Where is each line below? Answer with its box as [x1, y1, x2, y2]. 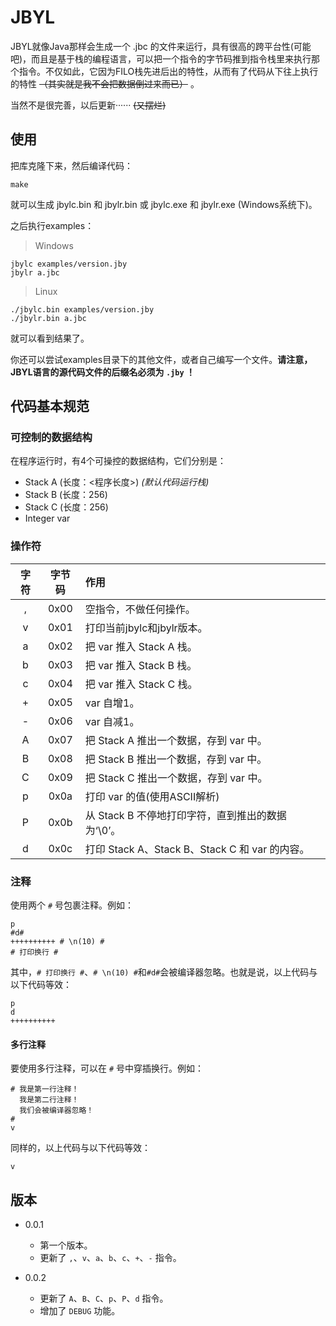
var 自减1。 [84, 714, 140, 728]
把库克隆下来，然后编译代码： [10, 159, 133, 171]
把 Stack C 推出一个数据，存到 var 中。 [84, 771, 268, 785]
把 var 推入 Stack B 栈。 [84, 658, 198, 672]
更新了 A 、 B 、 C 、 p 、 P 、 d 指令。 [39, 1292, 169, 1305]
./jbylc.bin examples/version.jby [10, 304, 155, 315]
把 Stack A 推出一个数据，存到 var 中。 [84, 733, 268, 747]
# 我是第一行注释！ [10, 1084, 80, 1095]
